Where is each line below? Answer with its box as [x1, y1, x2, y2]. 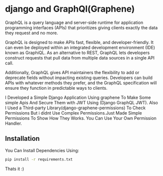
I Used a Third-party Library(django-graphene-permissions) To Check [5, 105, 146, 111]
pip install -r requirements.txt [5, 157, 73, 162]
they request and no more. [5, 30, 58, 36]
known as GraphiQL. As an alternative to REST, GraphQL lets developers [5, 50, 150, 56]
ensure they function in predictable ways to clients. [5, 85, 108, 91]
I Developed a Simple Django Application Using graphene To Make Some [5, 94, 151, 100]
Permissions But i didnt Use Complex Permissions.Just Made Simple [5, 110, 142, 116]
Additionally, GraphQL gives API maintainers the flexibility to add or [5, 69, 140, 75]
